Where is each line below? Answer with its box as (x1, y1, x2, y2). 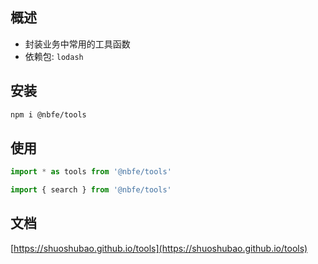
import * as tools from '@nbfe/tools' (10, 167, 172, 177)
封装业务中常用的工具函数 (24, 38, 131, 50)
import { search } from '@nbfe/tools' (10, 185, 172, 195)
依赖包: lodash (24, 50, 84, 62)
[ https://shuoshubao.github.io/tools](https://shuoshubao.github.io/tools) (10, 242, 308, 254)
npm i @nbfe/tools (10, 109, 87, 120)
